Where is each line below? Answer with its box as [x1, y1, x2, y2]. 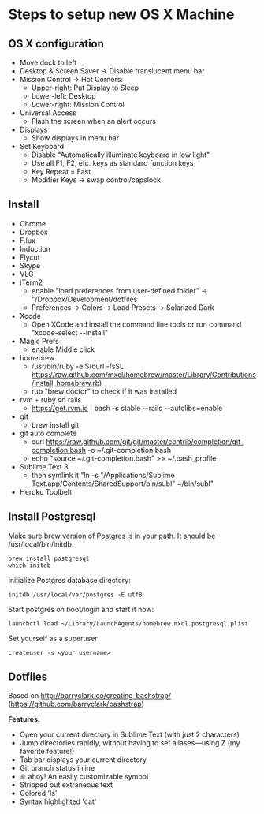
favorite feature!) [19, 747, 75, 756]
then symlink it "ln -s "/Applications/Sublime [31, 470, 175, 480]
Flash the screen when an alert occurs [31, 117, 156, 125]
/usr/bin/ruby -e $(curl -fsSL [31, 361, 125, 371]
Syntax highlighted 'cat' [19, 797, 97, 806]
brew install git [31, 420, 80, 429]
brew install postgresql [8, 554, 90, 562]
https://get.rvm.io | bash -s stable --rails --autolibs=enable [31, 403, 223, 413]
